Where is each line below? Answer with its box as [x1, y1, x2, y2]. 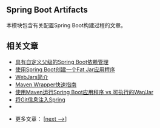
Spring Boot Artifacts [6, 5, 88, 15]
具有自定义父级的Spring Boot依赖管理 [15, 58, 109, 65]
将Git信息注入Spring [15, 96, 65, 103]
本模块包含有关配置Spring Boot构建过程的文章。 [6, 21, 126, 29]
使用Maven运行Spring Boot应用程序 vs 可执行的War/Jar [15, 88, 153, 95]
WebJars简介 [15, 73, 48, 80]
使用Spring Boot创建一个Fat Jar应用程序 [15, 66, 115, 73]
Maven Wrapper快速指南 [15, 81, 77, 88]
